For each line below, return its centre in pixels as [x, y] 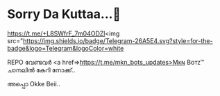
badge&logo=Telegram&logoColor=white [66, 48]
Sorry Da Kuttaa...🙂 [64, 14]
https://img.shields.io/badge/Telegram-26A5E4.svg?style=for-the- [118, 40]
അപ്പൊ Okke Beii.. [34, 83]
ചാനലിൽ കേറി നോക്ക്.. [41, 70]
